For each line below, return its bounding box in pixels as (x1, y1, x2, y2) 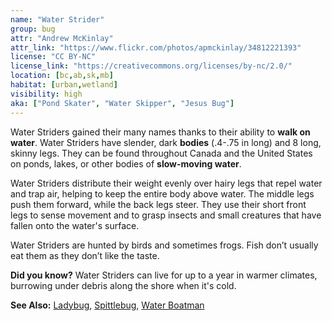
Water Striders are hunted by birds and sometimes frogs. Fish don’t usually (10, 239, 319, 251)
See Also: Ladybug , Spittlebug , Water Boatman (10, 299, 205, 311)
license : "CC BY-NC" (10, 52, 97, 62)
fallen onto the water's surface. (10, 219, 140, 231)
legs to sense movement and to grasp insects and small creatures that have (10, 209, 322, 221)
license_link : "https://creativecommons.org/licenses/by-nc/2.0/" (10, 61, 293, 71)
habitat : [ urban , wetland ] (10, 80, 118, 90)
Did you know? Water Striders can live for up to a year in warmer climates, (10, 269, 318, 281)
